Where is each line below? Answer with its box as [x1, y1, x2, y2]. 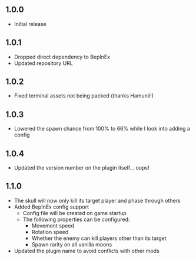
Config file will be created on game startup [22, 209, 127, 216]
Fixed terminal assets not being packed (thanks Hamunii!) [14, 92, 154, 99]
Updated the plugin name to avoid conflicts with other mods [14, 247, 160, 254]
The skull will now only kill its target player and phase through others [14, 197, 181, 204]
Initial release [14, 20, 46, 27]
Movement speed [31, 222, 74, 229]
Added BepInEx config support [14, 203, 89, 210]
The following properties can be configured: [22, 216, 130, 223]
